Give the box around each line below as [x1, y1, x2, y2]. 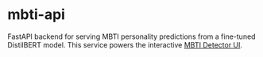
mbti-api [7, 6, 65, 24]
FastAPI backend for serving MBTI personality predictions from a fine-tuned [7, 32, 256, 41]
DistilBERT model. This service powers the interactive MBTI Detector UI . [7, 40, 243, 49]
